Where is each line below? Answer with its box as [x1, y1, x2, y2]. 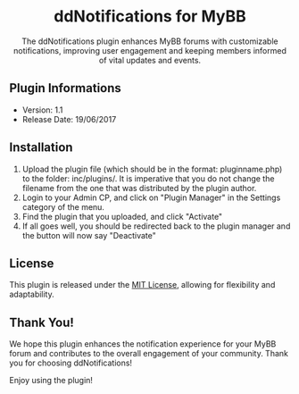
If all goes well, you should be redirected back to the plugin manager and [21, 221, 291, 231]
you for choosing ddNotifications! [9, 357, 132, 368]
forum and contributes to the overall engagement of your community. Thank [9, 348, 288, 359]
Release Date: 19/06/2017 [21, 113, 117, 124]
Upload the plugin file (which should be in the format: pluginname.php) [21, 163, 283, 174]
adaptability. [9, 289, 55, 300]
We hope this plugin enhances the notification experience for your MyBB [9, 339, 277, 349]
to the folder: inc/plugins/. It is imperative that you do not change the [21, 172, 275, 184]
